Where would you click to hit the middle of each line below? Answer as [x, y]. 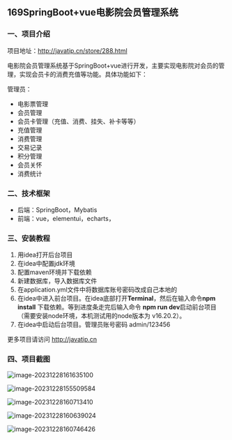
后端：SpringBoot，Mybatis [57, 210]
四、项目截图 [29, 359]
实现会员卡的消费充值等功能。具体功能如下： [83, 74]
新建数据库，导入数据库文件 [57, 281]
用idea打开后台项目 [45, 255]
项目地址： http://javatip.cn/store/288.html [67, 50]
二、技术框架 [29, 193]
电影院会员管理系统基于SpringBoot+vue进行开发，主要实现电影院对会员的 [113, 66]
